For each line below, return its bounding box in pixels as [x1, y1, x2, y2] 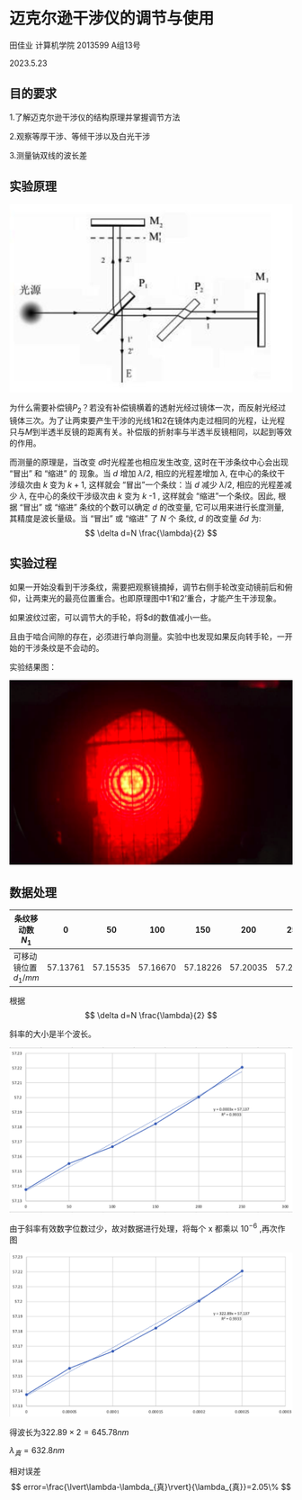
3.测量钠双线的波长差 [9, 149, 88, 160]
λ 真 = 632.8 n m [9, 1445, 66, 1458]
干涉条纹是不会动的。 [24, 642, 104, 653]
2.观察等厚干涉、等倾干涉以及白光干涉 [9, 131, 151, 141]
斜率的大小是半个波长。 [9, 1028, 96, 1040]
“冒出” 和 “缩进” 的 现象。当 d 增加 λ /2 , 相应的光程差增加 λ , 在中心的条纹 [9, 467, 278, 478]
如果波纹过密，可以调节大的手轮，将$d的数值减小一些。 [9, 611, 217, 622]
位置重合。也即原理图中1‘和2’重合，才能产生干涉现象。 [79, 592, 281, 603]
